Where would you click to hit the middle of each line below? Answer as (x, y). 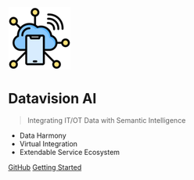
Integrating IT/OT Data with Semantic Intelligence (106, 120)
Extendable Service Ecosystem (69, 152)
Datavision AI (52, 99)
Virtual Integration (48, 143)
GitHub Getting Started (45, 167)
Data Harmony (43, 135)
